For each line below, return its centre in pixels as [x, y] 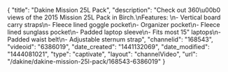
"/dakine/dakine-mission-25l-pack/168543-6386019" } [86, 61]
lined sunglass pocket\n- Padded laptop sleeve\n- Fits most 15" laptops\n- [114, 32]
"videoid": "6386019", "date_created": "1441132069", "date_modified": [108, 47]
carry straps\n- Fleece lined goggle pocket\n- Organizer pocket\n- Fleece [114, 25]
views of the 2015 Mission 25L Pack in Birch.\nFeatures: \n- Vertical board [114, 17]
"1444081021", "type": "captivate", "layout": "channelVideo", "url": [102, 54]
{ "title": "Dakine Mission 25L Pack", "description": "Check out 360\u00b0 [114, 10]
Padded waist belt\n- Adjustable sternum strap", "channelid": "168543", [110, 39]
